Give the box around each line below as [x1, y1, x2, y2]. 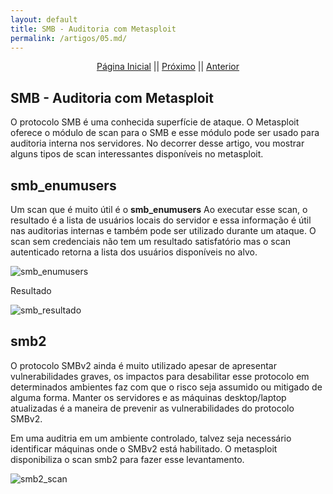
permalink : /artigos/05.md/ [10, 33, 128, 43]
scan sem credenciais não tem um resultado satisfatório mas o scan [10, 236, 291, 247]
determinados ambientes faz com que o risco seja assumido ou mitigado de [10, 381, 323, 393]
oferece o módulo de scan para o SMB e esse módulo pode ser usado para [10, 127, 320, 139]
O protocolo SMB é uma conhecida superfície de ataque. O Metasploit [10, 116, 300, 128]
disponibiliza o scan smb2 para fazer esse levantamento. [10, 453, 245, 465]
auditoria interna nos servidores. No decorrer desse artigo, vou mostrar [10, 137, 305, 150]
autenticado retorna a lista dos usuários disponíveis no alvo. [10, 246, 258, 258]
